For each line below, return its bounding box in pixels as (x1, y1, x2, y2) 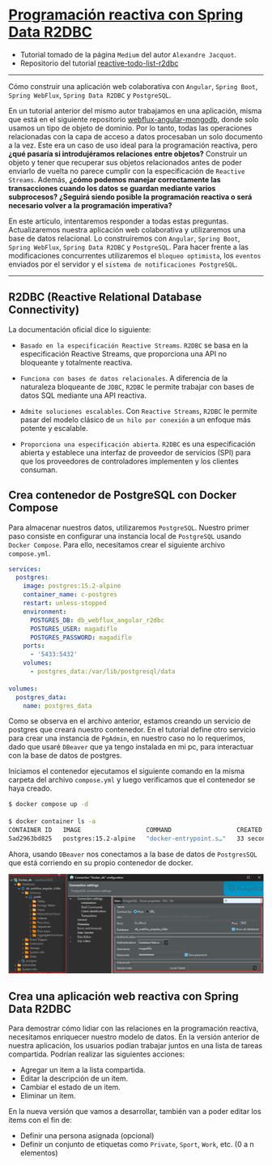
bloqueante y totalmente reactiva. (19, 357, 133, 367)
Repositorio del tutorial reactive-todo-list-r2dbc (19, 58, 179, 68)
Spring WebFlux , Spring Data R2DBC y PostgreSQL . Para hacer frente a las (8, 241, 249, 252)
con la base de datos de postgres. (8, 751, 122, 761)
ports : (23, 642, 45, 650)
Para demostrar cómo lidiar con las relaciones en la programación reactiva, (8, 1023, 259, 1033)
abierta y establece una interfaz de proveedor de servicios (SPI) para (19, 447, 251, 457)
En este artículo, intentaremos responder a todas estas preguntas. (8, 216, 229, 226)
